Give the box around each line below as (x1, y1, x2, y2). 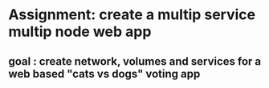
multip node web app (8, 22, 152, 41)
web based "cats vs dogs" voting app (8, 66, 201, 81)
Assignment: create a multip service (8, 6, 255, 24)
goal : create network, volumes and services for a (8, 54, 262, 68)
